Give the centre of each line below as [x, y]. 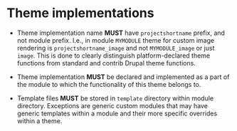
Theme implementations [80, 13]
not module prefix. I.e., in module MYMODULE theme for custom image [116, 40]
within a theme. [39, 121]
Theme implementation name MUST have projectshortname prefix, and [121, 33]
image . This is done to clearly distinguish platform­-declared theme [114, 56]
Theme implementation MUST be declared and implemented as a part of [123, 77]
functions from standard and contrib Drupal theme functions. [106, 63]
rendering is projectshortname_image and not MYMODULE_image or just [116, 48]
